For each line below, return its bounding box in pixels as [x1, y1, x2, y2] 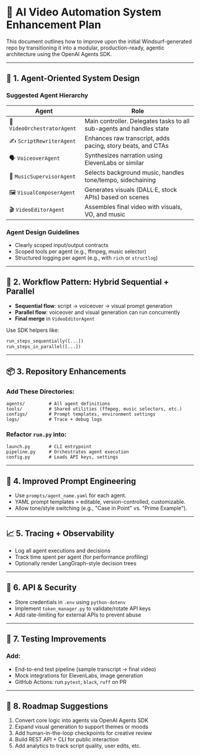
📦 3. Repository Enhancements [6, 366, 127, 377]
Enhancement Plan [6, 18, 101, 32]
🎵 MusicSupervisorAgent [9, 172, 76, 180]
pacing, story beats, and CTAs [84, 141, 169, 150]
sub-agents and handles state [84, 124, 170, 132]
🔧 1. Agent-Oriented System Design [6, 73, 140, 84]
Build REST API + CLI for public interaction [14, 736, 119, 743]
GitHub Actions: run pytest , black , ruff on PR [14, 678, 127, 685]
